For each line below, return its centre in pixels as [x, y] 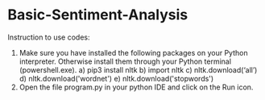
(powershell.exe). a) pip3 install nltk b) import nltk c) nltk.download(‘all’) [138, 69]
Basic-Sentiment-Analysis [98, 15]
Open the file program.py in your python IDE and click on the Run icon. [136, 87]
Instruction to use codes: [49, 37]
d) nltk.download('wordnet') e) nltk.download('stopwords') [116, 78]
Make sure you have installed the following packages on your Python [133, 52]
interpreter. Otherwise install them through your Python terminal [125, 61]
